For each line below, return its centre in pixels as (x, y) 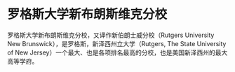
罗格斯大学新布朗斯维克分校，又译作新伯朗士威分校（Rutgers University (111, 35)
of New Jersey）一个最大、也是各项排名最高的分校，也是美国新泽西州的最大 (117, 52)
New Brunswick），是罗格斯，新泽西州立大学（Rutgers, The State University (117, 43)
